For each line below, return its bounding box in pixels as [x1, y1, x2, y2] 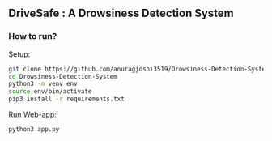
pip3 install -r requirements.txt [8, 95, 125, 104]
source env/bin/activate [8, 88, 92, 96]
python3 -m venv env [8, 80, 79, 88]
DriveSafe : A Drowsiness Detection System [8, 6, 235, 20]
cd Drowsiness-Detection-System [8, 72, 117, 80]
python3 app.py [8, 126, 60, 134]
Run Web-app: [8, 109, 57, 120]
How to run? [8, 31, 57, 42]
